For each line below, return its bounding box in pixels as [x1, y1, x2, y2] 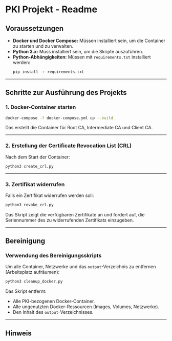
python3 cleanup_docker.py [5, 279, 63, 284]
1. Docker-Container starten [5, 104, 76, 111]
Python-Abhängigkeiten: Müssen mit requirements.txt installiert [12, 54, 151, 60]
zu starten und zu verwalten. [12, 43, 73, 49]
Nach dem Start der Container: [5, 154, 70, 160]
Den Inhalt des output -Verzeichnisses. [12, 309, 94, 315]
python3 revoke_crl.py [5, 202, 54, 207]
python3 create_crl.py [5, 164, 54, 169]
